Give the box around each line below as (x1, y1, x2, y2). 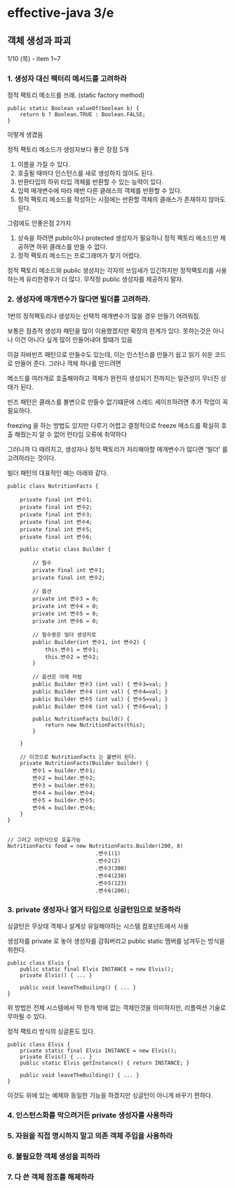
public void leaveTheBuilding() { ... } (20, 1072, 140, 1079)
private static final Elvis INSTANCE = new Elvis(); (20, 1047, 177, 1054)
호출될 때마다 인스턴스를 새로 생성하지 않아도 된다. (17, 169, 154, 177)
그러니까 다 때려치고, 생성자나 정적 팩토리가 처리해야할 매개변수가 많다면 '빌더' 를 (7, 445, 228, 453)
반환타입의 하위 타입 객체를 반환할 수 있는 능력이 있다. (17, 177, 163, 187)
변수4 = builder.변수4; (32, 789, 96, 797)
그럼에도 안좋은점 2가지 (7, 219, 72, 227)
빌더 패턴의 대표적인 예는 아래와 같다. (7, 468, 109, 477)
